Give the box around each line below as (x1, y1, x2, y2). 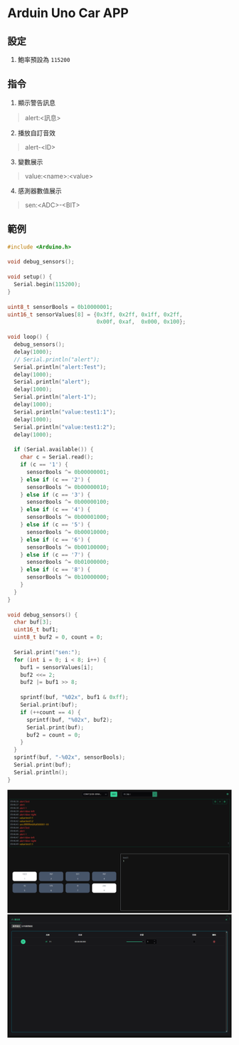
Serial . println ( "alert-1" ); (14, 394, 97, 401)
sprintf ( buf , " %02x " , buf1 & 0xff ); (20, 694, 129, 701)
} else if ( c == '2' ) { (20, 476, 91, 483)
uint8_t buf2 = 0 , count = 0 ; (14, 634, 103, 641)
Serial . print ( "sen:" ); (14, 648, 81, 656)
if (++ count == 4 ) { (20, 708, 81, 716)
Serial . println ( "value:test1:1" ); (14, 408, 116, 416)
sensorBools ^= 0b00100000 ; (26, 543, 110, 551)
